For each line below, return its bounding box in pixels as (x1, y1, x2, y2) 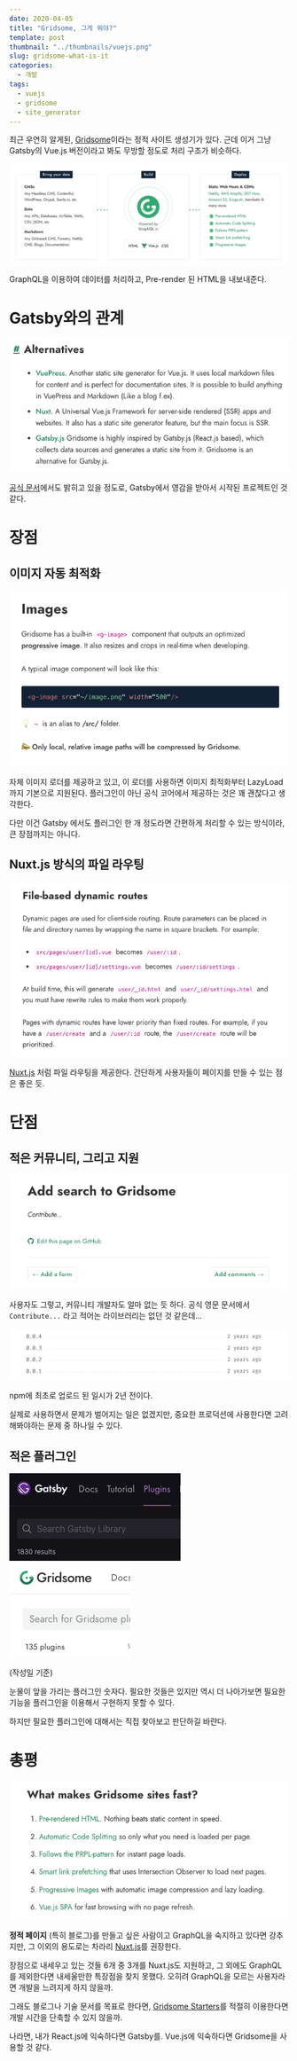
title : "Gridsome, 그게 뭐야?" (9, 23, 118, 33)
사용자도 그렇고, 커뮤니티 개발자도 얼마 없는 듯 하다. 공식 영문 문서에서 (9, 1299, 250, 1310)
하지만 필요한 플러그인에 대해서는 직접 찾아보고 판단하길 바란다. (9, 1716, 228, 1727)
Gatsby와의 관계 (9, 308, 124, 328)
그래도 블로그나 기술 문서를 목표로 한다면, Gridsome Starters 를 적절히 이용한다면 (9, 2001, 289, 2012)
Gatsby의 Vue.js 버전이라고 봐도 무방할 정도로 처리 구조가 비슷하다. (9, 145, 242, 156)
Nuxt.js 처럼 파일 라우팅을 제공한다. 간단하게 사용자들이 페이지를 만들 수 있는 (9, 1067, 273, 1078)
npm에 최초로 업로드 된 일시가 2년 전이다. (9, 1391, 153, 1401)
